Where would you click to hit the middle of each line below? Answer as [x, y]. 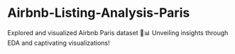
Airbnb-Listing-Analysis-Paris [99, 13]
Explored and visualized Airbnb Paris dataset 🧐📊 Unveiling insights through [118, 32]
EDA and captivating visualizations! [59, 43]
